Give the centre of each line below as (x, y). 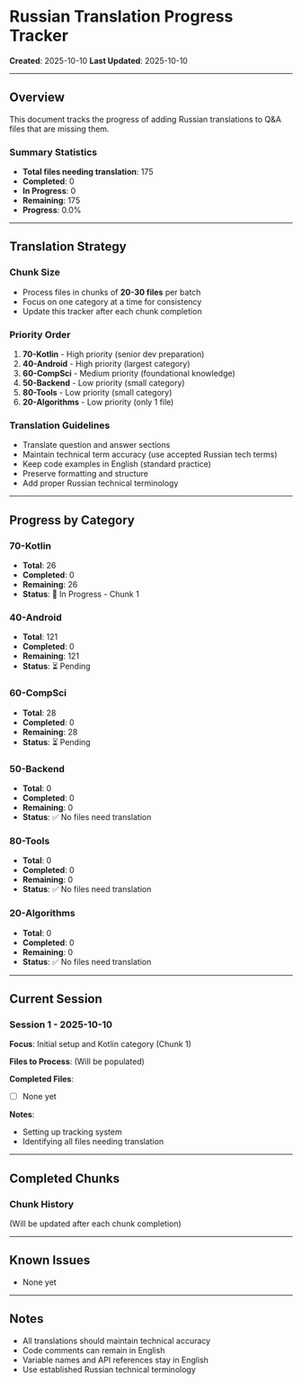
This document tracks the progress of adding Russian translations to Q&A (145, 119)
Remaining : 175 (51, 201)
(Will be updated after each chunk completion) (95, 1224)
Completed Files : (42, 1079)
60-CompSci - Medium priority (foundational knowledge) (129, 373)
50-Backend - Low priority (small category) (104, 383)
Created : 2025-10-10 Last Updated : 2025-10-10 (99, 60)
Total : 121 (40, 637)
